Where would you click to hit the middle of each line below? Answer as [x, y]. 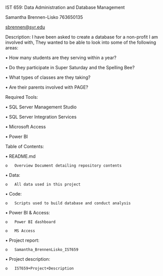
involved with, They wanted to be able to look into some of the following [81, 42]
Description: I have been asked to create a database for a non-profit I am [82, 37]
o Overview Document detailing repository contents [64, 165]
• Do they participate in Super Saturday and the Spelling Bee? [70, 67]
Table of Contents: [25, 146]
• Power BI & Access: [28, 213]
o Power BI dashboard [31, 222]
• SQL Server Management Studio [41, 107]
